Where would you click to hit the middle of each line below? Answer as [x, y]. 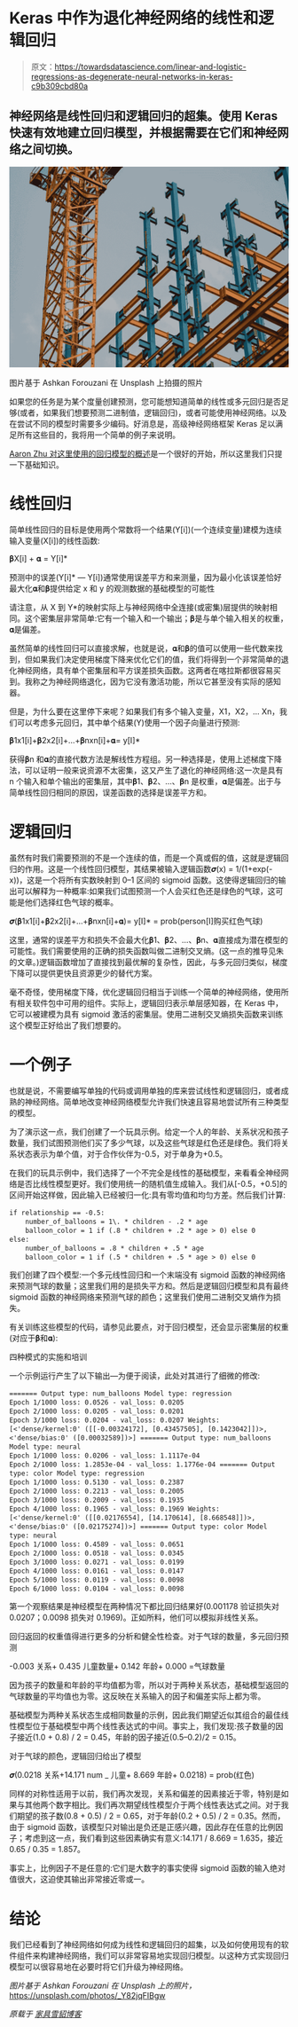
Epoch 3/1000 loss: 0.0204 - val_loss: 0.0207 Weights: [114, 1420]
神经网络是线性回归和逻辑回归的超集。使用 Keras [143, 116]
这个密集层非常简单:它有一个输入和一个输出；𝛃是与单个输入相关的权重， [156, 618]
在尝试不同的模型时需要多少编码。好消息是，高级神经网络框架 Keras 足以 [142, 423]
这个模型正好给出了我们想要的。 [67, 1025]
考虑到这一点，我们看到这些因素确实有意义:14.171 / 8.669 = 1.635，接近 [154, 1838]
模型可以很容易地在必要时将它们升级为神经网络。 [98, 1967]
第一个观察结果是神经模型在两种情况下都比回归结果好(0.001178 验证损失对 [144, 1607]
